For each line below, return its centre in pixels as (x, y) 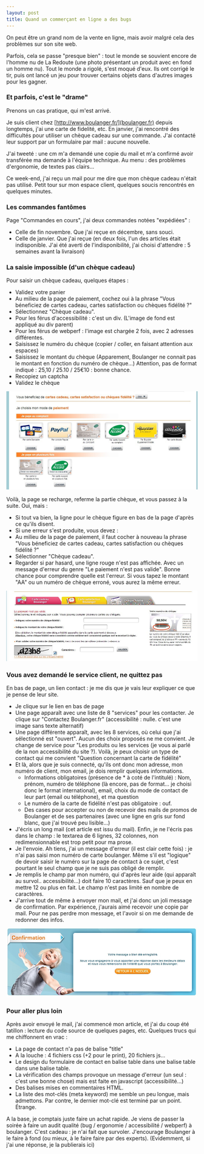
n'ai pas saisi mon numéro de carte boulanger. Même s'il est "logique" (103, 855)
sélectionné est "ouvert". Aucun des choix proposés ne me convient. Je (105, 739)
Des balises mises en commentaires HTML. (69, 1088)
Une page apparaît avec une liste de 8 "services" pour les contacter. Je (104, 713)
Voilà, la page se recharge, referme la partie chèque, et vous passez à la (97, 499)
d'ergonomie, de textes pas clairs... (50, 166)
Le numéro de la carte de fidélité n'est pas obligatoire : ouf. (98, 803)
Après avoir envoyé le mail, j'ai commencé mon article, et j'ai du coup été (98, 1024)
